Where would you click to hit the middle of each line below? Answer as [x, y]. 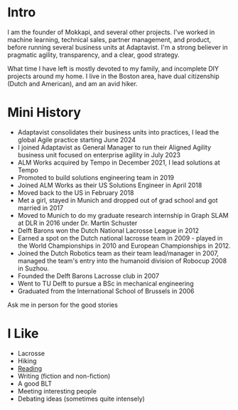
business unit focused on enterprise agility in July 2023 [99, 154]
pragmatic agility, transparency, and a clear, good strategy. [93, 55]
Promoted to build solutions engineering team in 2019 [96, 177]
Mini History [44, 113]
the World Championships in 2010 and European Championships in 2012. [124, 246]
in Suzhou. [33, 268]
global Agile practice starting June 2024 [77, 140]
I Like [23, 333]
